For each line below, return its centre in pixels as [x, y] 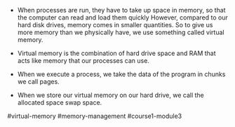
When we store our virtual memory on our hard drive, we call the [111, 95]
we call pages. [38, 82]
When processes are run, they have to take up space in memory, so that [121, 10]
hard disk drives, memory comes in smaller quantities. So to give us [115, 25]
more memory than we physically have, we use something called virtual [121, 32]
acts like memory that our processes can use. [83, 61]
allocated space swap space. [60, 103]
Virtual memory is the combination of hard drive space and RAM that [116, 53]
